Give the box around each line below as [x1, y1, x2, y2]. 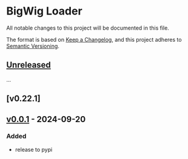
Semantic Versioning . [6, 42, 59, 50]
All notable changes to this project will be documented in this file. [6, 24, 170, 31]
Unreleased [6, 60, 52, 70]
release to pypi [15, 146, 53, 153]
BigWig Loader [6, 4, 83, 18]
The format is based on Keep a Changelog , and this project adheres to [6, 36, 182, 43]
